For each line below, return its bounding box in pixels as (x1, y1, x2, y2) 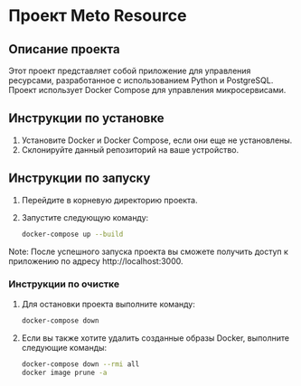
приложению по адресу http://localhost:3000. (8, 255, 183, 267)
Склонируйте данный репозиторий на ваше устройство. (21, 144, 240, 155)
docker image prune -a (21, 368, 108, 377)
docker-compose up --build (21, 230, 124, 239)
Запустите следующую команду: (21, 212, 149, 222)
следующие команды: (21, 342, 108, 353)
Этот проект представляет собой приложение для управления (8, 65, 251, 76)
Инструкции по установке (8, 110, 165, 127)
